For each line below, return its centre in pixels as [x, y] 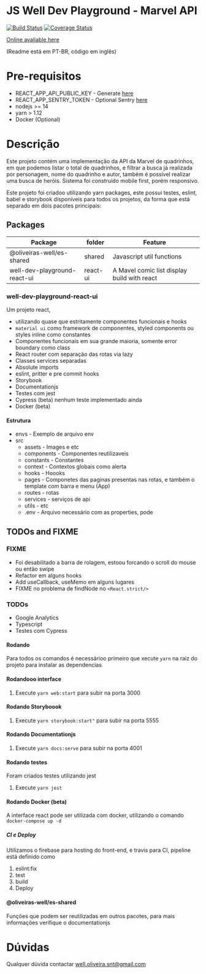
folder [96, 242]
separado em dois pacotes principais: [54, 206]
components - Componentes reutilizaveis [76, 454]
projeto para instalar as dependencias [54, 665]
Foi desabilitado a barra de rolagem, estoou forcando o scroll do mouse [105, 562]
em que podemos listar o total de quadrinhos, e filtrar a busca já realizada [100, 168]
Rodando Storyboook [34, 707]
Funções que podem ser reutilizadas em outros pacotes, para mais [91, 916]
